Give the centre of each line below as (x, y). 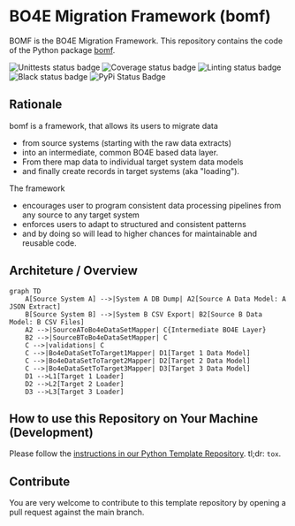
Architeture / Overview (74, 271)
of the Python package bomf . (62, 50)
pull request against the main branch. (77, 512)
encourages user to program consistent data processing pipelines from (151, 205)
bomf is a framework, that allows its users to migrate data (114, 126)
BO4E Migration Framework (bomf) (140, 16)
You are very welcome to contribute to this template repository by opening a (148, 503)
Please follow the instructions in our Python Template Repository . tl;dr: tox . (145, 454)
